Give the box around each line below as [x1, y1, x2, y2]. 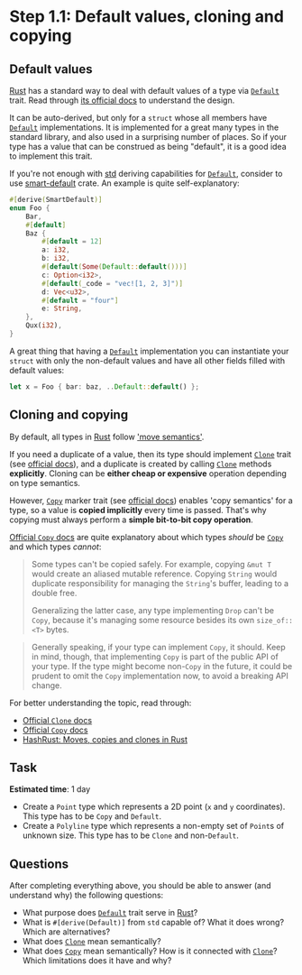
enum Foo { [9, 203, 50, 213]
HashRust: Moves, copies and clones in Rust [22, 733, 188, 745]
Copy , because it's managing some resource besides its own [31, 614, 255, 625]
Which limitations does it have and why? [22, 955, 172, 966]
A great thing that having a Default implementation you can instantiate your [9, 345, 289, 356]
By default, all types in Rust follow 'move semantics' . [9, 431, 205, 442]
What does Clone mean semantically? [22, 936, 161, 947]
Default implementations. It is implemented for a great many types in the [9, 122, 279, 133]
